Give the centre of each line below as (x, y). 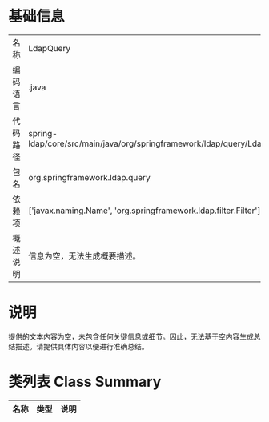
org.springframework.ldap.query (89, 177)
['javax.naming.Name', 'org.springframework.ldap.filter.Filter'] (145, 211)
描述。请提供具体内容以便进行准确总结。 (82, 346)
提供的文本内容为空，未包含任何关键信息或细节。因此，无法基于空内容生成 (131, 336)
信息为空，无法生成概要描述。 (85, 255)
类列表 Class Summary (85, 382)
